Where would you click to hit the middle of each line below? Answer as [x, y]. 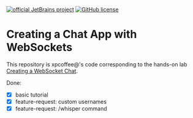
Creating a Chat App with [72, 34]
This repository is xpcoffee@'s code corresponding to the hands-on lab [97, 64]
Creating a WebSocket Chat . [42, 71]
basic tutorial [32, 95]
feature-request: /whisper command [61, 109]
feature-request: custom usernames [61, 102]
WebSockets [39, 48]
